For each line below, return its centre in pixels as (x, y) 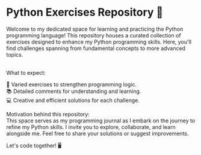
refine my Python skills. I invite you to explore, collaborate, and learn (91, 127)
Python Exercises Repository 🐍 (85, 12)
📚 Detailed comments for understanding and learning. (74, 91)
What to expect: (26, 72)
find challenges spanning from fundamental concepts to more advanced (96, 48)
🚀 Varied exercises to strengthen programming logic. (72, 84)
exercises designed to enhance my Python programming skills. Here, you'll (99, 42)
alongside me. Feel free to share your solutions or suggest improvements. (97, 133)
